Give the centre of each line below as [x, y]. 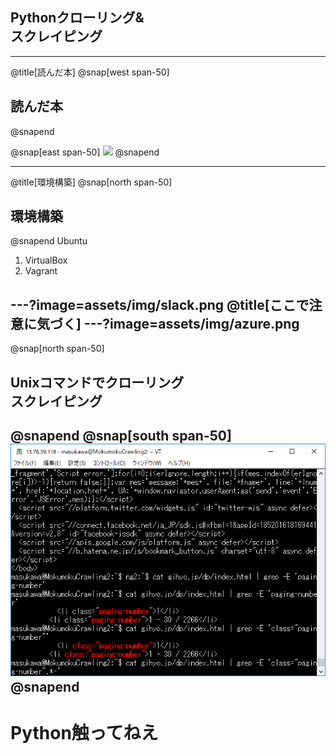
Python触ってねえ [84, 732]
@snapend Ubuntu [49, 241]
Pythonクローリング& [77, 18]
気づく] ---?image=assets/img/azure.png [168, 323]
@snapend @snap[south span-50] [121, 436]
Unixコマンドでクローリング [97, 382]
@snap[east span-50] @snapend [85, 152]
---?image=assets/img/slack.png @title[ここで [160, 304]
